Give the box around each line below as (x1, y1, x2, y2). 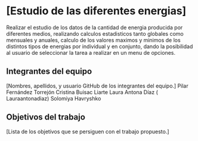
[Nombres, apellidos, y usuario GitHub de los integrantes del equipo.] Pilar (6, 82, 189, 89)
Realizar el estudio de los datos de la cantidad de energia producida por (6, 24, 183, 31)
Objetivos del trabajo (6, 112, 85, 123)
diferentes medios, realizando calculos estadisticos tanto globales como (6, 30, 184, 37)
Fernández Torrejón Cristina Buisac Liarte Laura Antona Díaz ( (6, 88, 158, 96)
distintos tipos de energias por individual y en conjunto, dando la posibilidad (6, 43, 193, 50)
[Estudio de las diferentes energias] (6, 4, 187, 18)
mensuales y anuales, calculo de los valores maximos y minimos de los (6, 36, 181, 43)
